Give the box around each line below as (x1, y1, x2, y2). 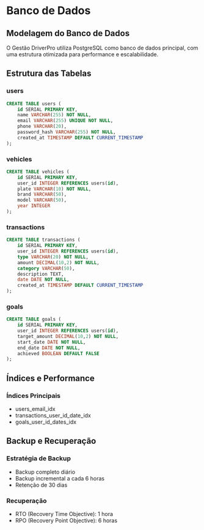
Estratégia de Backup (6, 454, 71, 463)
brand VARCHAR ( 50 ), (17, 191, 67, 197)
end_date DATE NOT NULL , (17, 345, 81, 351)
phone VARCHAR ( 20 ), (17, 123, 67, 130)
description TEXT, (17, 271, 64, 277)
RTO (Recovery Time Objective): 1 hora (15, 510, 114, 517)
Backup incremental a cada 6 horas (15, 474, 105, 482)
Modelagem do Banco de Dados (6, 28, 130, 39)
